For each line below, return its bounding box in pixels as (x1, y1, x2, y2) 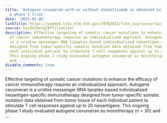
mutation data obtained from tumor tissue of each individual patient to (5, 97, 149, 103)
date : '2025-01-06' (5, 16, 46, 21)
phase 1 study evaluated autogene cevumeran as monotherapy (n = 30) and (5, 108, 161, 114)
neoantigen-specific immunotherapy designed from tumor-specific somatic (5, 92, 160, 98)
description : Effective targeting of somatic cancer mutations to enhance (5, 30, 164, 35)
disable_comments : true (5, 62, 55, 67)
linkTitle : (5, 21, 28, 26)
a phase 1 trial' (9, 12, 46, 17)
